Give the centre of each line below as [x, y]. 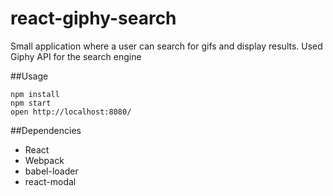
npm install [35, 94]
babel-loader [51, 171]
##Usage [29, 76]
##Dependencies [46, 130]
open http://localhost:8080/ [71, 112]
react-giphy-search [93, 18]
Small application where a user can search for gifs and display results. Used [166, 46]
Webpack [44, 160]
